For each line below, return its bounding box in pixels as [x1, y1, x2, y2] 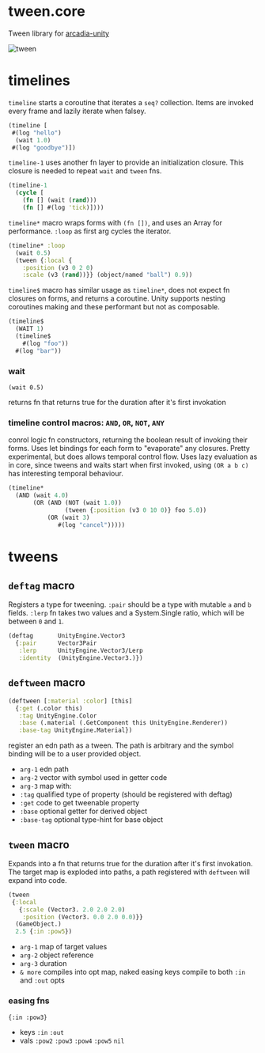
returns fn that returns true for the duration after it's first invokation [8, 397, 227, 407]
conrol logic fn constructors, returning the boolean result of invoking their [8, 435, 248, 445]
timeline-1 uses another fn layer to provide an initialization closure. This [8, 157, 244, 168]
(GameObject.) [15, 920, 62, 928]
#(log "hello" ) [11, 129, 62, 137]
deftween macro [8, 676, 85, 690]
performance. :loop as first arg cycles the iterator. [8, 226, 172, 236]
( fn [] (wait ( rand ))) [22, 196, 97, 204]
